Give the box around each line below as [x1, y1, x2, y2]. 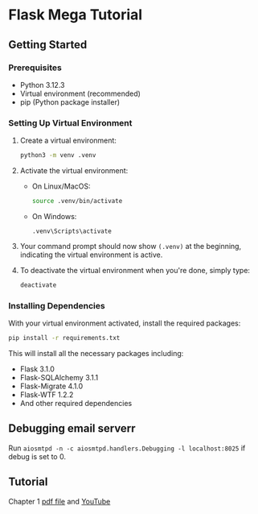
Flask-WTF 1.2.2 [19, 389, 74, 400]
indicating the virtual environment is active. [19, 250, 163, 259]
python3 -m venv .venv [19, 151, 96, 160]
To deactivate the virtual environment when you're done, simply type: [19, 265, 251, 275]
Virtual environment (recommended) [19, 89, 141, 98]
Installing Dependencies [8, 300, 106, 311]
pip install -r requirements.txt [8, 334, 121, 342]
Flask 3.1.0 [19, 364, 55, 374]
